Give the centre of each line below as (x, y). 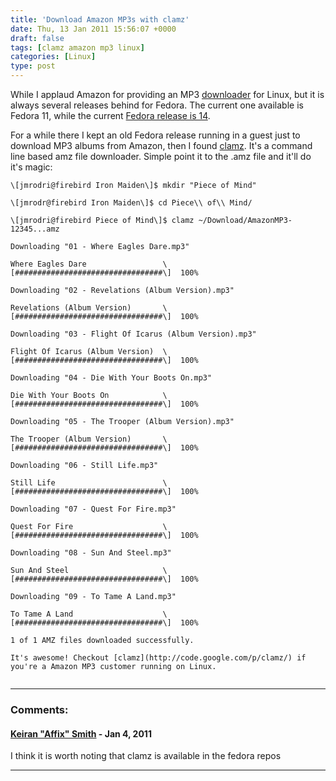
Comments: (39, 709)
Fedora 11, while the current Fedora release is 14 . (110, 115)
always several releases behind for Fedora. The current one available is (157, 105)
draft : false (37, 38)
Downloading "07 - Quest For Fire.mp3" (93, 509)
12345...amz (35, 229)
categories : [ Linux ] (53, 57)
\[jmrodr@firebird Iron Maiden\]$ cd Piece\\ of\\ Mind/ (131, 203)
